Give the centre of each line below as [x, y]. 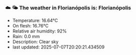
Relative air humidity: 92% [39, 31]
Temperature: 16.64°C [35, 20]
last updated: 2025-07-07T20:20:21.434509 [58, 47]
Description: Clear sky [35, 42]
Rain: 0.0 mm [26, 36]
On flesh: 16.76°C [30, 26]
